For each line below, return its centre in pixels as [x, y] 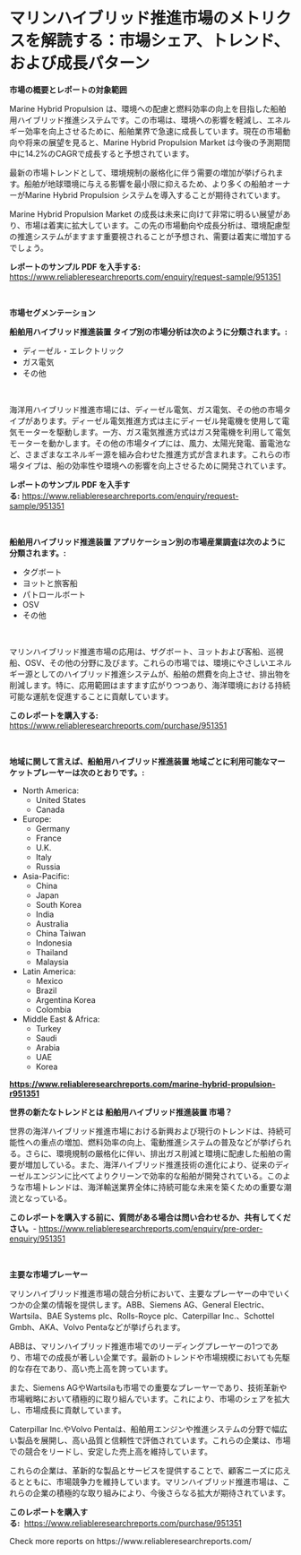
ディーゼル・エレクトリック [73, 350]
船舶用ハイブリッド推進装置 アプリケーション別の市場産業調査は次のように [147, 541]
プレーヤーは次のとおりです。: [89, 773]
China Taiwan [61, 933]
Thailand [52, 952]
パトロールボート [54, 594]
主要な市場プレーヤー [48, 1274]
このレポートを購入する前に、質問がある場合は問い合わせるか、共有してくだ [150, 1217]
